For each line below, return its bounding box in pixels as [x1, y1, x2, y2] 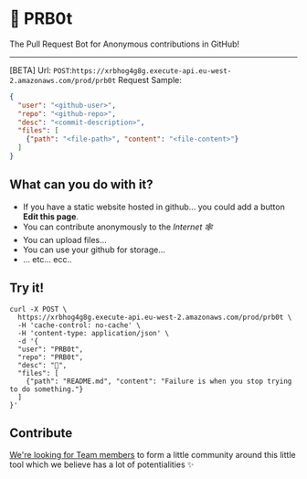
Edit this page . [22, 210, 79, 222]
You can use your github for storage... [22, 244, 166, 255]
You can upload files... [22, 234, 107, 245]
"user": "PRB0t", [17, 345, 84, 354]
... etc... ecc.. [22, 253, 72, 264]
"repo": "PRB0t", [17, 352, 84, 362]
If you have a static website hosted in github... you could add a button [22, 201, 285, 212]
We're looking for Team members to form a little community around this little [9, 450, 296, 461]
